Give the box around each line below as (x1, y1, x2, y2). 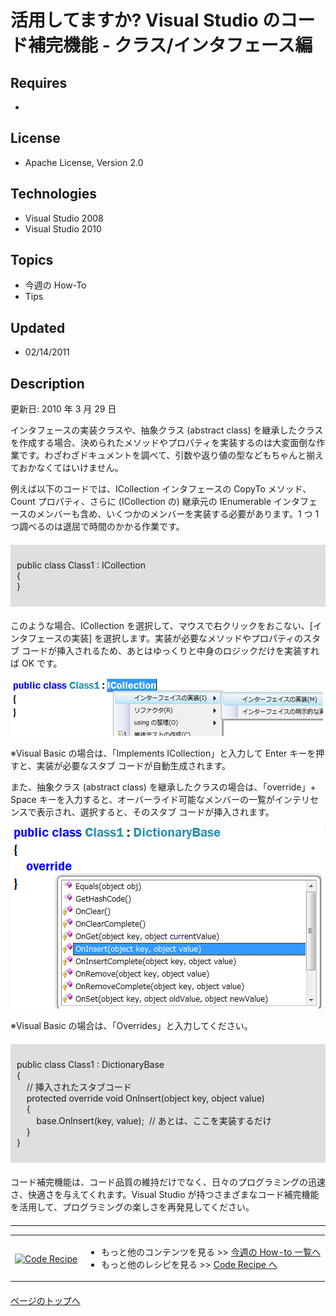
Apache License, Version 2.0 (24, 156, 144, 168)
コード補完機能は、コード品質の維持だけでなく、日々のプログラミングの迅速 (10, 1176, 326, 1188)
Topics (10, 252, 54, 269)
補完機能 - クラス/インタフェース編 (28, 34, 313, 57)
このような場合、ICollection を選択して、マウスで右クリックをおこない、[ (10, 620, 313, 632)
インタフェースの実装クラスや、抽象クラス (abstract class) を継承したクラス (10, 424, 324, 436)
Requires (10, 74, 68, 91)
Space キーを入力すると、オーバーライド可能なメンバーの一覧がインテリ (10, 794, 310, 806)
